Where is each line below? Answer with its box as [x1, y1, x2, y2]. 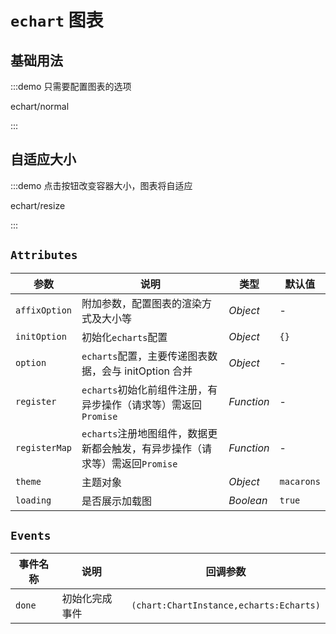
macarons [279, 476, 321, 487]
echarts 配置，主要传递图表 [81, 349, 208, 363]
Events [10, 529, 52, 543]
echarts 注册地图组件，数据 [81, 426, 208, 440]
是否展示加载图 [81, 494, 153, 508]
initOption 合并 [124, 364, 193, 378]
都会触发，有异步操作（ [91, 441, 203, 455]
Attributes [10, 248, 78, 263]
